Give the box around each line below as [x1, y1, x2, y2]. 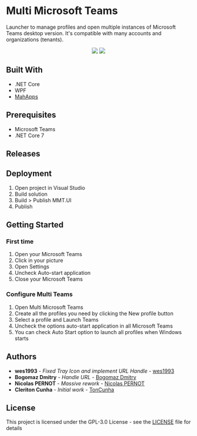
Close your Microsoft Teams [14, 275, 83, 282]
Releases [6, 148, 40, 159]
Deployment [6, 169, 52, 179]
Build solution [14, 190, 48, 197]
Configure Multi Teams [6, 290, 73, 298]
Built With [6, 65, 43, 75]
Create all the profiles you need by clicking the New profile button [14, 309, 174, 317]
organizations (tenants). [6, 36, 64, 43]
